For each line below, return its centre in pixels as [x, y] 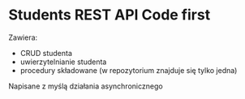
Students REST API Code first [110, 15]
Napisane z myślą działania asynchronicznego [86, 86]
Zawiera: [23, 37]
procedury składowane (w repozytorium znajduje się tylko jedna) [129, 70]
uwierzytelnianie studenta [63, 62]
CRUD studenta [46, 53]
